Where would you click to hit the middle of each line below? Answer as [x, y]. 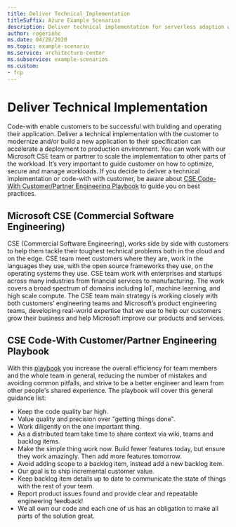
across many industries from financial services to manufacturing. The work [116, 281]
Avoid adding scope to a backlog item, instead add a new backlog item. [120, 464]
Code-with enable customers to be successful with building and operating [114, 126]
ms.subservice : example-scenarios [58, 60]
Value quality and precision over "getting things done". [96, 419]
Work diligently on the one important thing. [79, 427]
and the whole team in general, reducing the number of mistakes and [107, 375]
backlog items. [39, 441]
